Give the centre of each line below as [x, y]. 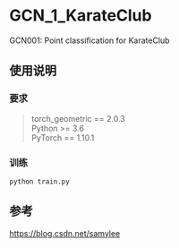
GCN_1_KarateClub [81, 16]
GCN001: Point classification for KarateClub [89, 40]
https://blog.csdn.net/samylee [65, 233]
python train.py [39, 181]
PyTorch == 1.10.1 [63, 137]
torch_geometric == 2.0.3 [78, 118]
